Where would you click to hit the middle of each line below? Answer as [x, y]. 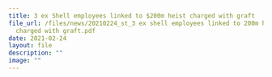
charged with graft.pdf [55, 30]
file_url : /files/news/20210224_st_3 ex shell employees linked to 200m [134, 23]
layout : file [30, 46]
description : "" [36, 53]
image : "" [25, 61]
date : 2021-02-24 [38, 38]
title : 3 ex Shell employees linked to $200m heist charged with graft [132, 16]
